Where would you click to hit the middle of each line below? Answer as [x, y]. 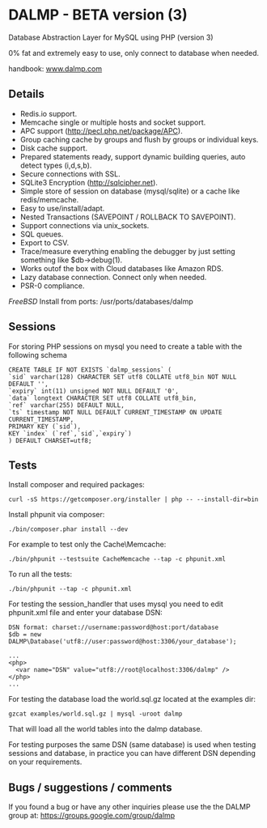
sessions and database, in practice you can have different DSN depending [132, 754]
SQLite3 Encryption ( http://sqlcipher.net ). [89, 182]
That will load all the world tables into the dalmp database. [106, 729]
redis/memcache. [49, 199]
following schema [38, 355]
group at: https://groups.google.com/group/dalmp [92, 816]
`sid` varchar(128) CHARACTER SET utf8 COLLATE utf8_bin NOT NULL [123, 377]
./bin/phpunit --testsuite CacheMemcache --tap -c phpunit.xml [117, 559]
